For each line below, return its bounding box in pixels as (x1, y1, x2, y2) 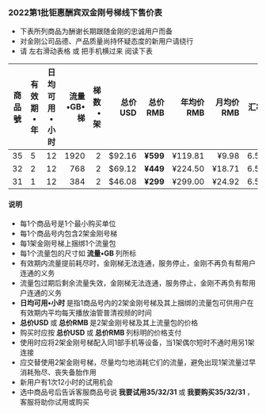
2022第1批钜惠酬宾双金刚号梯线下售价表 (8, 6, 162, 17)
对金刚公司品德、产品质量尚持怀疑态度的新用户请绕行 (19, 36, 194, 46)
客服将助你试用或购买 (19, 397, 89, 406)
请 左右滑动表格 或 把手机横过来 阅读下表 (19, 46, 153, 56)
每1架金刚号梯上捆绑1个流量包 (19, 238, 116, 247)
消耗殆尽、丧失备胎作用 (19, 367, 97, 377)
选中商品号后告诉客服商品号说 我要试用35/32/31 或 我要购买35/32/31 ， (19, 387, 255, 397)
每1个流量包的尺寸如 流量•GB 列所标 (19, 248, 137, 258)
